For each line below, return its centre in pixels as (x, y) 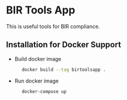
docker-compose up (44, 91)
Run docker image (37, 81)
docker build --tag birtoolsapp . (64, 70)
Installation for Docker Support (63, 45)
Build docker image (38, 58)
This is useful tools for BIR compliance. (53, 26)
